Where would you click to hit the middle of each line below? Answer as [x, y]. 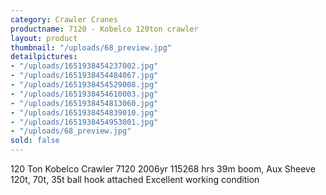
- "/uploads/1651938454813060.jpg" [84, 103]
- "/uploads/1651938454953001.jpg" [84, 122]
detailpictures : [44, 57]
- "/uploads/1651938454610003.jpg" [84, 94]
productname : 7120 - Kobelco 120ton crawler [104, 29]
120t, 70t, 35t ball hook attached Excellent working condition [135, 179]
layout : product [44, 38]
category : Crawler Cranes [64, 19]
